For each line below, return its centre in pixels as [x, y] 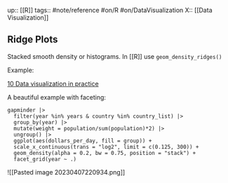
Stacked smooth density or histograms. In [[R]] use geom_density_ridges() [115, 56]
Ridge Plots [33, 40]
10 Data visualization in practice [53, 83]
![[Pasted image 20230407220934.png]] [66, 172]
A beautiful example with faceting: [57, 97]
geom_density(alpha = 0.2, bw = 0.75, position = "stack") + [105, 153]
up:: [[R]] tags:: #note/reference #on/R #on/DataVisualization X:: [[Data [110, 10]
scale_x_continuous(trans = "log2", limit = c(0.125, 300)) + [106, 147]
